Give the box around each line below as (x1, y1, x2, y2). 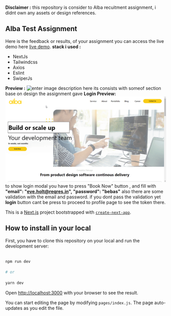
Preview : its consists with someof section (5, 85, 162, 91)
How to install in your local (5, 224, 91, 233)
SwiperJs (12, 75, 33, 81)
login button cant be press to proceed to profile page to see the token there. (5, 199, 166, 206)
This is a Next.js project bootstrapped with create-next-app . (5, 209, 132, 215)
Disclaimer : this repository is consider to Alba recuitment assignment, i (5, 5, 156, 10)
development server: (5, 243, 49, 249)
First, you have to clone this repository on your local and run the (5, 237, 140, 243)
